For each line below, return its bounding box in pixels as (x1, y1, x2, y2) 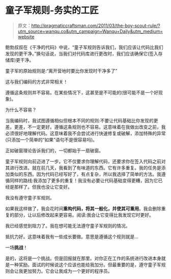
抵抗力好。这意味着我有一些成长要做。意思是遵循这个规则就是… (5, 233, 139, 240)
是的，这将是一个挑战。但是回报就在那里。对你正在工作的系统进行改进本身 (5, 255, 161, 261)
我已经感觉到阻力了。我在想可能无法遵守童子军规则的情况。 (5, 222, 130, 229)
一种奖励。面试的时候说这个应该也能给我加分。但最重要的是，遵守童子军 (9, 261, 161, 268)
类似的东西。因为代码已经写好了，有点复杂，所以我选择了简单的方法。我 (9, 171, 161, 177)
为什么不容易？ (5, 107, 37, 113)
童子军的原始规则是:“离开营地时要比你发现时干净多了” (5, 67, 118, 74)
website (17, 34, 35, 40)
